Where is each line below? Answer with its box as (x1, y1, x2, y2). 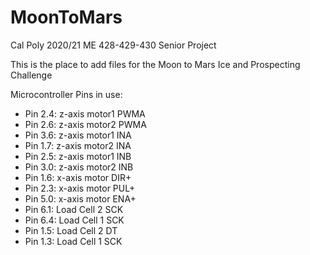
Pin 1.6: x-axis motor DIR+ (24, 171, 132, 183)
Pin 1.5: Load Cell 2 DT (24, 224, 118, 236)
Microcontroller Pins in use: (10, 88, 123, 100)
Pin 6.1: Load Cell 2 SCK (24, 203, 124, 215)
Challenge (10, 69, 53, 81)
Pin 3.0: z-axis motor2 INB (24, 161, 134, 173)
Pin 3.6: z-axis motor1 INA (24, 129, 132, 141)
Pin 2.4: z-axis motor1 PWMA (24, 107, 146, 120)
